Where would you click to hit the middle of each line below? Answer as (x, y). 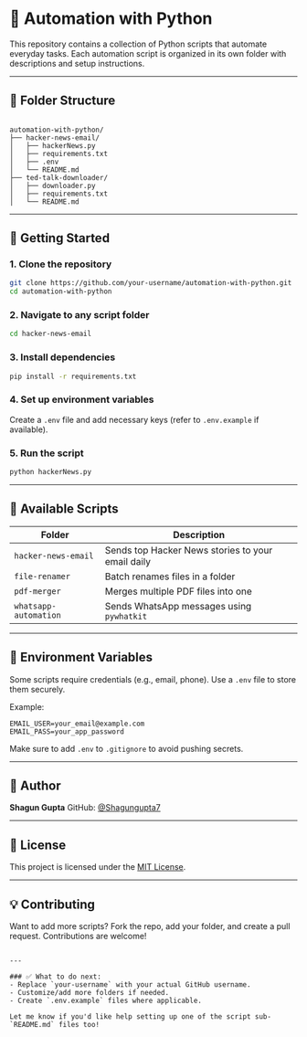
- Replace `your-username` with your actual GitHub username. (130, 985)
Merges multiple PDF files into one (179, 591)
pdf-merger (37, 591)
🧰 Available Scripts (64, 509)
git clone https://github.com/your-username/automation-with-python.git (151, 283)
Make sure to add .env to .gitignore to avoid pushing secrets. (127, 748)
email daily (127, 561)
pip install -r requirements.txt (73, 376)
